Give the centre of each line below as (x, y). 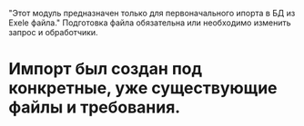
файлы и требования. (95, 107)
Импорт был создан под (105, 69)
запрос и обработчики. (53, 32)
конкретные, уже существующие (143, 88)
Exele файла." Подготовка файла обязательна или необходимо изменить (150, 23)
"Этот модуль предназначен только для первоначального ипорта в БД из (152, 13)
